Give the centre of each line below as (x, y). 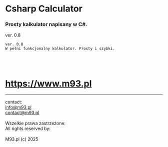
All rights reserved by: (28, 128)
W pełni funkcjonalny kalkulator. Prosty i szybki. (60, 49)
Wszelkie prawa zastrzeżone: (35, 123)
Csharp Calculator (44, 9)
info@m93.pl (18, 107)
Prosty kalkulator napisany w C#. (46, 24)
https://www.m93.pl (48, 83)
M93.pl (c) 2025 (22, 139)
